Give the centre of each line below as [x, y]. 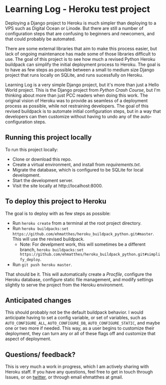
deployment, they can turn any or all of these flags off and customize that [80, 334]
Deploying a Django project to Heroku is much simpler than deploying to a [81, 23]
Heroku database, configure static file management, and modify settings [79, 279]
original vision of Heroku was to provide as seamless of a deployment [77, 100]
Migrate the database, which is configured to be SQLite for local [78, 170]
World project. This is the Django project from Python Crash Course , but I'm [83, 90]
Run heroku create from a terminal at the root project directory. [77, 223]
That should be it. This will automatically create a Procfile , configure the [79, 274]
